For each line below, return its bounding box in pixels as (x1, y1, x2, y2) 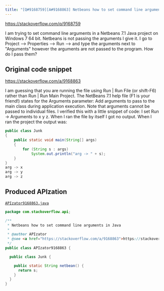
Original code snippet (5, 65, 72, 74)
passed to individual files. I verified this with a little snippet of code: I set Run (5, 108, 159, 114)
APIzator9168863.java (5, 201, 49, 206)
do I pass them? (5, 51, 38, 57)
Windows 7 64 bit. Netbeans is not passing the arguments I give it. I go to (5, 35, 153, 41)
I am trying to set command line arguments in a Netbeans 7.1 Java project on (5, 30, 159, 36)
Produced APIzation (5, 187, 67, 196)
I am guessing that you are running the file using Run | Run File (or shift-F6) (5, 88, 157, 94)
